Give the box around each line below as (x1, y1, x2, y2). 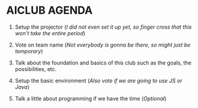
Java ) (14, 83, 30, 90)
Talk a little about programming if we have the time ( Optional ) (14, 95, 167, 102)
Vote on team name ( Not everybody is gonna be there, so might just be (14, 41, 191, 48)
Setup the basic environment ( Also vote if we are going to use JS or (14, 77, 182, 84)
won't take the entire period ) (14, 29, 86, 36)
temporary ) (14, 47, 43, 54)
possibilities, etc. (14, 65, 57, 72)
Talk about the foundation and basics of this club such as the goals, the (14, 59, 192, 66)
